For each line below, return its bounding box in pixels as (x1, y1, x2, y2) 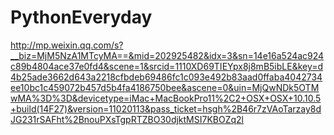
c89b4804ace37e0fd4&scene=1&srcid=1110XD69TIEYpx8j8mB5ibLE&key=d (10, 60, 324, 72)
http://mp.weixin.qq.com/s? (10, 39, 124, 51)
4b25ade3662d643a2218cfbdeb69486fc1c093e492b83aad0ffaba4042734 (10, 71, 323, 83)
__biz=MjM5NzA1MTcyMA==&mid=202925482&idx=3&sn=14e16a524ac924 (10, 49, 325, 61)
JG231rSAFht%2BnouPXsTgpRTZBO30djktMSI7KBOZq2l (10, 113, 245, 125)
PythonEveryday (10, 6, 153, 29)
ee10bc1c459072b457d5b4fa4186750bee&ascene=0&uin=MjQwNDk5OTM (10, 81, 320, 93)
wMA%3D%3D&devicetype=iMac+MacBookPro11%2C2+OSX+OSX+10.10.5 (10, 92, 322, 104)
